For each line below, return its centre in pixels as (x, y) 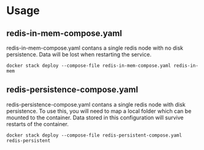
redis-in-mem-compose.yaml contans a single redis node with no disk (95, 48)
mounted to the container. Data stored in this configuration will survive (95, 118)
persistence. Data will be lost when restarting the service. (79, 54)
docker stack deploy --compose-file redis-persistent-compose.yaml (94, 135)
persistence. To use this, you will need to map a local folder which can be (99, 111)
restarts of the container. (38, 124)
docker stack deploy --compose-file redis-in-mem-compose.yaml (89, 66)
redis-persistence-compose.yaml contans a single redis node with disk (96, 104)
